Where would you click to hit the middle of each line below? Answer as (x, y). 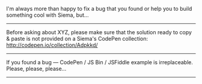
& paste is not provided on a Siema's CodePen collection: (77, 39)
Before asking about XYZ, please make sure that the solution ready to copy (99, 32)
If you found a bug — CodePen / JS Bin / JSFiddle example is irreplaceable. (100, 62)
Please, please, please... (36, 69)
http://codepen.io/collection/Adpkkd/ (52, 45)
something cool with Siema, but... (47, 15)
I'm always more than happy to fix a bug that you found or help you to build (99, 9)
